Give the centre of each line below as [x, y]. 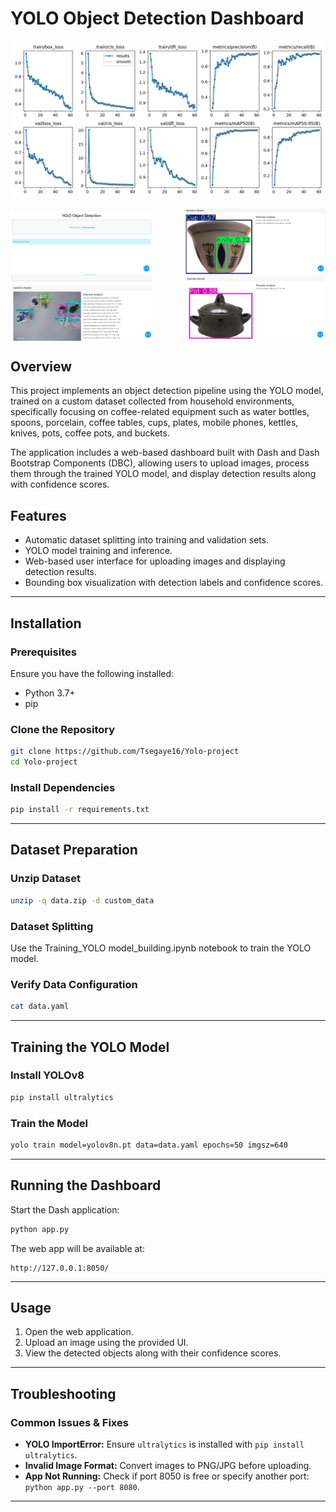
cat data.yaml [40, 1007]
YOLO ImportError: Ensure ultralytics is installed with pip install [164, 1444]
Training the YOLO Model [90, 1047]
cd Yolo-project [44, 762]
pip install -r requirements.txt [80, 810]
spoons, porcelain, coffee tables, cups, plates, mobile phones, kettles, [154, 423]
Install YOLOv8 [47, 1075]
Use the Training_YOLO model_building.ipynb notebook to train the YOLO [161, 948]
